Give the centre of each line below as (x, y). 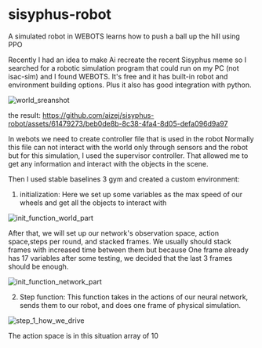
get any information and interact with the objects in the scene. (109, 163)
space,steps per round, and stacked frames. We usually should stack (120, 241)
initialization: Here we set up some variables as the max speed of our (131, 194)
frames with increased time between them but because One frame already (129, 250)
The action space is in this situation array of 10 (83, 335)
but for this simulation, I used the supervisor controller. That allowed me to (128, 156)
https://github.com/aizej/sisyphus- (98, 115)
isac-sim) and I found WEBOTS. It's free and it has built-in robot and (118, 76)
